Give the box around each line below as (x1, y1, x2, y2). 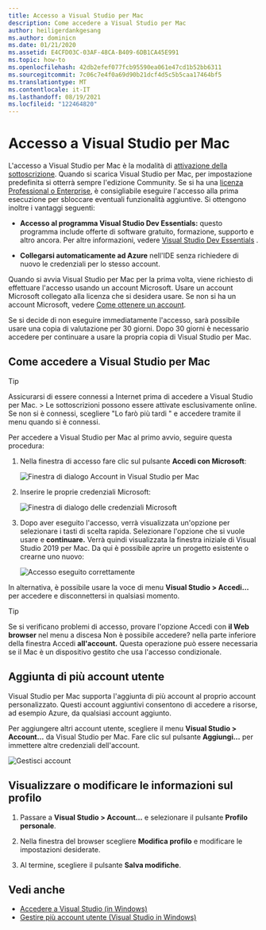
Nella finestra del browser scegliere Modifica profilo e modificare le (19, 836, 243, 846)
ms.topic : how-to (8, 56, 66, 64)
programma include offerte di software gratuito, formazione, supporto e (19, 227, 254, 237)
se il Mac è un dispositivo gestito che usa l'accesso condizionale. (8, 647, 222, 657)
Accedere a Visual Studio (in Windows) (19, 904, 148, 914)
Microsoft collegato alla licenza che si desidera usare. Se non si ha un (8, 292, 237, 301)
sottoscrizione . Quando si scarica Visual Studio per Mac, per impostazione (8, 169, 253, 179)
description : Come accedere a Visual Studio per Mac (8, 19, 187, 27)
